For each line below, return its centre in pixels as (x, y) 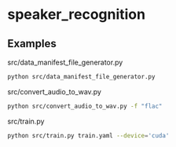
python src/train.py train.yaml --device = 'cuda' (88, 135)
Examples (32, 44)
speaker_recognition (77, 15)
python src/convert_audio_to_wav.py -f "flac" (85, 106)
